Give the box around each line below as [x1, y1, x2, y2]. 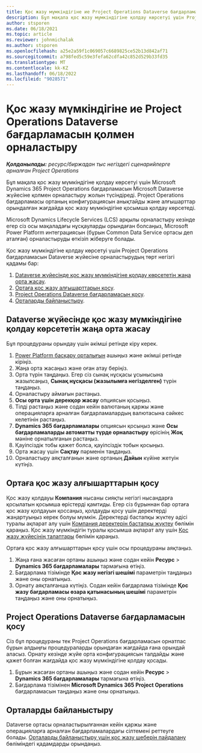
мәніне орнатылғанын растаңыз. [14, 435, 99, 442]
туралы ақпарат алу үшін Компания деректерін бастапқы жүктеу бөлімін [6, 519, 194, 527]
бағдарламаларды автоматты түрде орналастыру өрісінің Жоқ [14, 428, 183, 436]
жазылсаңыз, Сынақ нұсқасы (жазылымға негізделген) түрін [14, 377, 177, 384]
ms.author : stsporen [6, 43, 58, 49]
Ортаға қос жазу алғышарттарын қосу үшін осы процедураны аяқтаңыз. [6, 544, 193, 551]
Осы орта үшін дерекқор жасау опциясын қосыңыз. [14, 396, 151, 404]
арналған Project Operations [6, 167, 79, 174]
